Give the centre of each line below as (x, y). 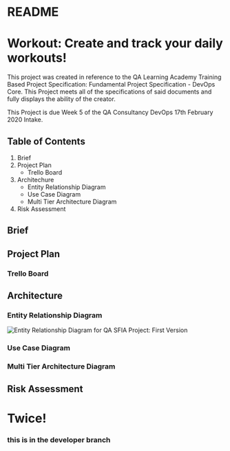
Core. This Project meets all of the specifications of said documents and (109, 92)
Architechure (35, 179)
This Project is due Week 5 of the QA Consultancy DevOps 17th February (110, 112)
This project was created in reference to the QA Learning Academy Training (114, 77)
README (33, 12)
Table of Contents (46, 141)
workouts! (37, 58)
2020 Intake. (25, 120)
